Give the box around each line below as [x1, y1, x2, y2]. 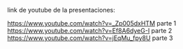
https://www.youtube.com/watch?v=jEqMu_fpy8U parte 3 [7, 34, 173, 42]
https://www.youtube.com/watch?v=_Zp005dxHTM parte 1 [7, 19, 177, 27]
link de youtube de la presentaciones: [7, 6, 115, 14]
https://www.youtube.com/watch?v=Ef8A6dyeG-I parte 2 [7, 27, 173, 35]
